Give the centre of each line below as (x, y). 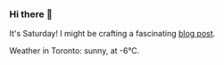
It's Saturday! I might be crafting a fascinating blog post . (112, 34)
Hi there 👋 (31, 14)
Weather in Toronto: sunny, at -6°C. (75, 51)
